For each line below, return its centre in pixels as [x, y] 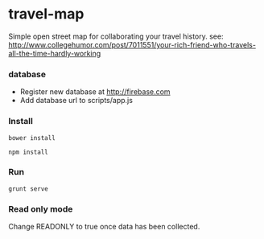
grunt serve [28, 189]
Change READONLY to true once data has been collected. [104, 227]
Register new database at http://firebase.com [95, 92]
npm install [28, 152]
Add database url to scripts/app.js [76, 101]
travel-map [46, 14]
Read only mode [41, 208]
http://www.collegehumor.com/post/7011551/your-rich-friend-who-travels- [132, 44]
